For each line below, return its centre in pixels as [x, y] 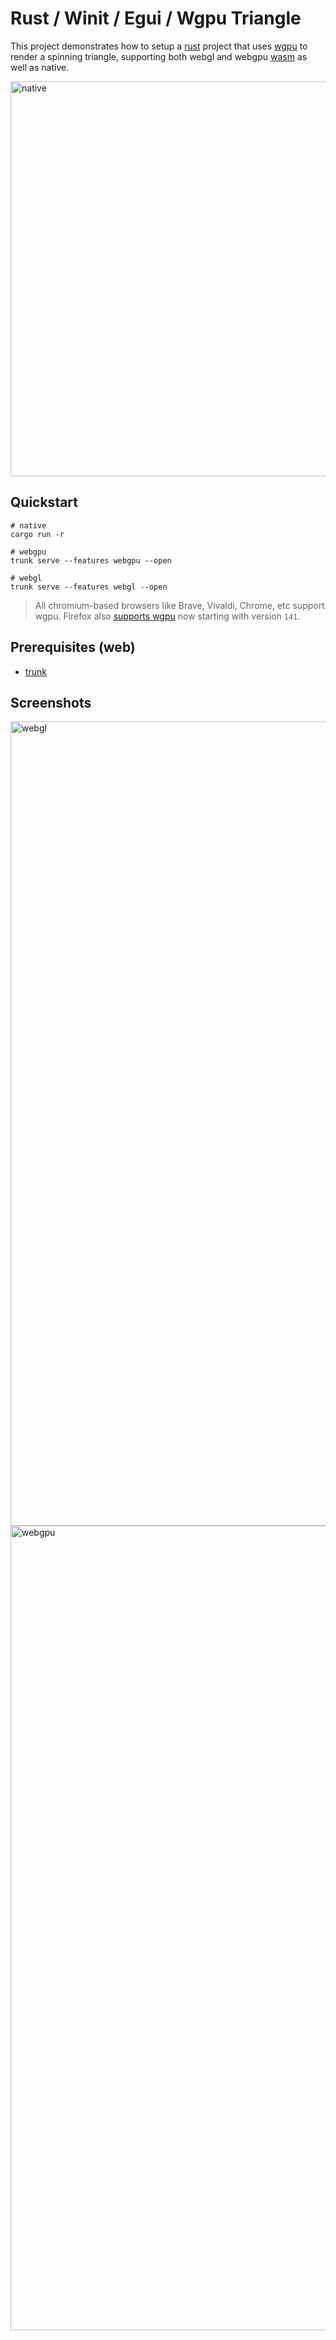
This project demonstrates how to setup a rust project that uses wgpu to [159, 46]
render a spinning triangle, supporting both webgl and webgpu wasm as [159, 56]
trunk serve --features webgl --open [89, 587]
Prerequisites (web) [73, 647]
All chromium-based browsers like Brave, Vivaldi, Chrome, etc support [179, 605]
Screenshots [51, 702]
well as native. [40, 67]
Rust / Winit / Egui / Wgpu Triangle [156, 18]
